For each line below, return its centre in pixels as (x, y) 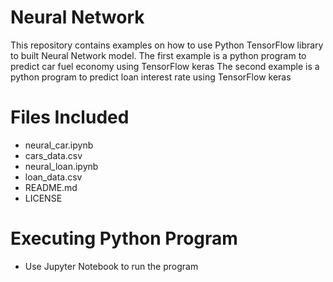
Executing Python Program (124, 238)
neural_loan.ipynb (61, 166)
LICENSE (43, 198)
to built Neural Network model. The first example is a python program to (158, 55)
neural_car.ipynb (59, 145)
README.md (51, 187)
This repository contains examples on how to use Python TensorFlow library (167, 45)
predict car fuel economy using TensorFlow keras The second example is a (165, 66)
